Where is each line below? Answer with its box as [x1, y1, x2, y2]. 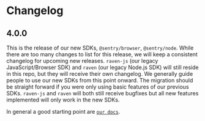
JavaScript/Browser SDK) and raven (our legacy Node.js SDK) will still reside [6, 64, 199, 71]
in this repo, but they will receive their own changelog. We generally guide [6, 70, 193, 77]
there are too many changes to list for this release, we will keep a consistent [6, 51, 198, 58]
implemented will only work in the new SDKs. [6, 96, 120, 103]
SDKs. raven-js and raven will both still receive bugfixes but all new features [6, 90, 199, 97]
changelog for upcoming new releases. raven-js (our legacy [6, 57, 158, 64]
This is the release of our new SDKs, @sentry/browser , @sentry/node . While [6, 44, 194, 51]
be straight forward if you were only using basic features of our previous [6, 83, 189, 90]
